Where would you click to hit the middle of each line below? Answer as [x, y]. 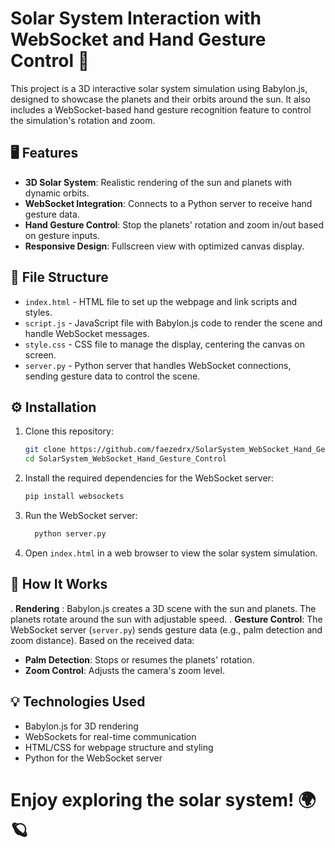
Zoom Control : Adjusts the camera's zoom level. [124, 670]
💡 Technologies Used [78, 702]
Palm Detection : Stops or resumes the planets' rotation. [139, 659]
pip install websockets [74, 497]
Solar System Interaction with [136, 18]
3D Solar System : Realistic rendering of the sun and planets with [158, 182]
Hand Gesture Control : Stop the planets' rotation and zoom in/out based [174, 224]
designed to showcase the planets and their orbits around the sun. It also [160, 99]
